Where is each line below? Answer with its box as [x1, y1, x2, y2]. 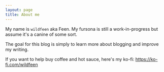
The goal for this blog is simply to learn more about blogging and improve [5, 41, 159, 47]
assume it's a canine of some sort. [5, 31, 78, 37]
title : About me [5, 12, 40, 17]
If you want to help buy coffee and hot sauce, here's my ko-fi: [5, 56, 135, 62]
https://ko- [135, 56, 158, 62]
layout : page [5, 7, 33, 13]
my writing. [5, 46, 29, 52]
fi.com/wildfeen [5, 61, 38, 67]
